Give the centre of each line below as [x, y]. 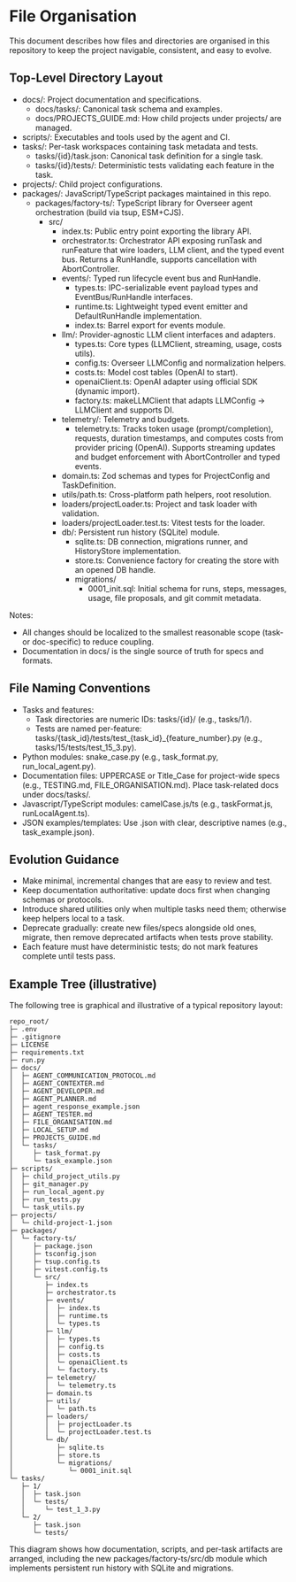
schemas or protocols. [63, 899]
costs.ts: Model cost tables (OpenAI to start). [156, 372]
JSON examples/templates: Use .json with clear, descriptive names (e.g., [154, 822]
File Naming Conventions [80, 688]
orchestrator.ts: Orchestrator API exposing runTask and [162, 240]
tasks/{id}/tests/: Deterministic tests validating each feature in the [155, 165]
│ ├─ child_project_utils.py [65, 1177]
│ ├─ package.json [51, 1246]
